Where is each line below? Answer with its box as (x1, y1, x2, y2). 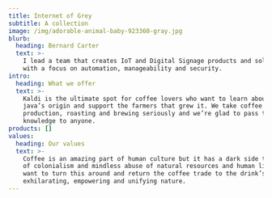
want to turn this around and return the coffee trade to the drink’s (23, 170, 266, 178)
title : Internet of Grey (8, 11, 92, 20)
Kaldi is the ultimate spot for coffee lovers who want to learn (23, 95, 249, 103)
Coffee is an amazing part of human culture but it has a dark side (23, 154, 259, 162)
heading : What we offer (15, 79, 96, 87)
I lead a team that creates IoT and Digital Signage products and (23, 57, 252, 65)
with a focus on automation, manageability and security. (23, 65, 223, 73)
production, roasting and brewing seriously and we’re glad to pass (23, 110, 259, 118)
